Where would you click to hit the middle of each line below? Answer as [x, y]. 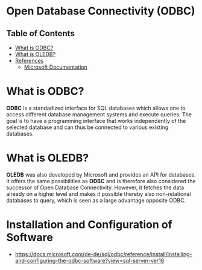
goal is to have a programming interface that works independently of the [96, 121]
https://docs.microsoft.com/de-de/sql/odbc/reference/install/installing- [103, 254]
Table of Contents [41, 33]
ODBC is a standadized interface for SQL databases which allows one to [96, 108]
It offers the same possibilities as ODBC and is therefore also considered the [101, 181]
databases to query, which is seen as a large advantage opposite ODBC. [96, 200]
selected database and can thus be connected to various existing [87, 127]
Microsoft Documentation [55, 67]
